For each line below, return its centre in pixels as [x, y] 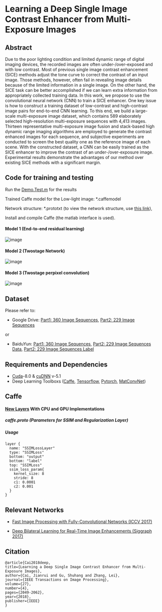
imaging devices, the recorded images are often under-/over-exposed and [79, 64]
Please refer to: [20, 311]
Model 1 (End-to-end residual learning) [45, 229]
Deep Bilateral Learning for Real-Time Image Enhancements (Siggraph [82, 531]
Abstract [19, 47]
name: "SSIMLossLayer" [32, 448]
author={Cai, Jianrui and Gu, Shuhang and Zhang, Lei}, [62, 576]
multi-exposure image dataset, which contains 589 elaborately [79, 116]
